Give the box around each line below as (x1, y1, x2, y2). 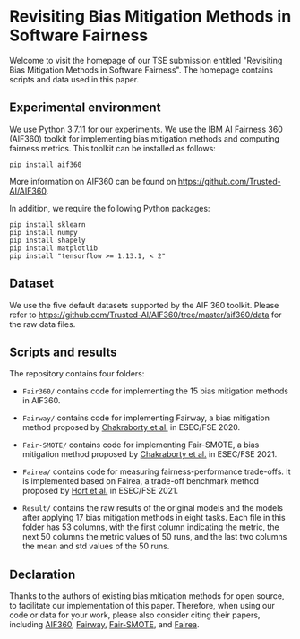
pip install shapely (9, 236, 87, 245)
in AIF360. (21, 395, 61, 406)
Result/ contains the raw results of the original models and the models (21, 503, 284, 514)
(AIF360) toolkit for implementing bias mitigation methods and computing (9, 133, 280, 144)
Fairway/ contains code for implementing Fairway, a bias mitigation (21, 412, 270, 423)
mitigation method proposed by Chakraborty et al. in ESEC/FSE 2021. (21, 449, 278, 460)
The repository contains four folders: (9, 368, 145, 379)
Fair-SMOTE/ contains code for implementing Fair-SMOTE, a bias (21, 439, 260, 450)
